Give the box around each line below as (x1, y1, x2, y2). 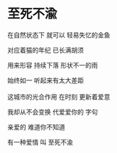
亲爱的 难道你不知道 (7, 122, 65, 131)
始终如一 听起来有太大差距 (7, 75, 84, 85)
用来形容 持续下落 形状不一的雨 (7, 60, 98, 69)
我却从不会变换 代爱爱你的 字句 (7, 107, 98, 116)
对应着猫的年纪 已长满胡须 (7, 46, 84, 54)
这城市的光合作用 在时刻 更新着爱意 (7, 93, 111, 101)
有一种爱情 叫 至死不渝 (7, 137, 73, 146)
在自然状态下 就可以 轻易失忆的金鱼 (7, 31, 111, 39)
